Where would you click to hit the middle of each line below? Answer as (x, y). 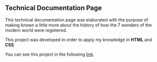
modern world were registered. (36, 30)
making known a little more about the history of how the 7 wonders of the (78, 25)
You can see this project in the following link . (50, 54)
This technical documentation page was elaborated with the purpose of (77, 20)
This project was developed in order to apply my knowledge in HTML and (78, 40)
